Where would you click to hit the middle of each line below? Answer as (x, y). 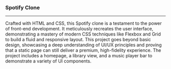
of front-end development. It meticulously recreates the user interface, (79, 29)
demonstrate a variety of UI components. (48, 61)
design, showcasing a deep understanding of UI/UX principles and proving (83, 45)
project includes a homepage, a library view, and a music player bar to (79, 56)
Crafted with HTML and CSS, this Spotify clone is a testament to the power (83, 23)
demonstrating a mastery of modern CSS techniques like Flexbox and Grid (83, 34)
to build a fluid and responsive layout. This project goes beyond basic (78, 40)
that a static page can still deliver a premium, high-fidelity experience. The (83, 50)
